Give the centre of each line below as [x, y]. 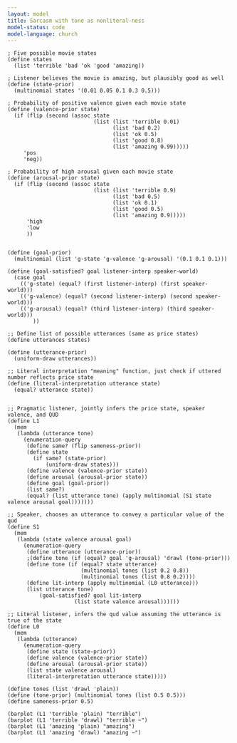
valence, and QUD [33, 415]
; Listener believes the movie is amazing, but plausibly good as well [116, 78]
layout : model [28, 14]
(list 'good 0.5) [138, 209]
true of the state [35, 620]
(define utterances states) [49, 340]
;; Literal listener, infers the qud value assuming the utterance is [114, 614]
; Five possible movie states [52, 53]
